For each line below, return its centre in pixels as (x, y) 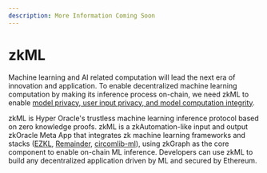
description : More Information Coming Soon (82, 16)
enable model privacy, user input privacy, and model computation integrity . (132, 102)
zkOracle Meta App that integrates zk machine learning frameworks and (127, 135)
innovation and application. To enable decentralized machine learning (123, 85)
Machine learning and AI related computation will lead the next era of (122, 77)
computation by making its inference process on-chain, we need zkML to (129, 94)
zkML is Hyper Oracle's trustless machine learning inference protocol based (134, 118)
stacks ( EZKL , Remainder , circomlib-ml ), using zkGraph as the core (119, 144)
